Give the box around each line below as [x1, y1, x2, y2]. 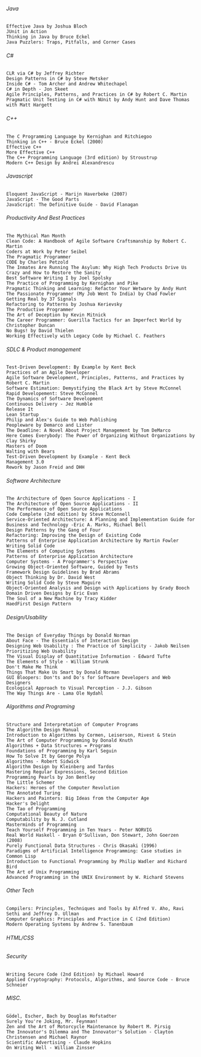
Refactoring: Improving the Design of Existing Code [6, 533, 141, 539]
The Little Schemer [6, 780, 55, 786]
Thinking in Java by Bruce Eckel [6, 34, 90, 40]
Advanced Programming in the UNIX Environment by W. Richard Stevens [6, 874, 185, 880]
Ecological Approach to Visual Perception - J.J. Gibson [6, 685, 152, 691]
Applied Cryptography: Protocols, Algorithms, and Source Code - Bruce [6, 976, 190, 982]
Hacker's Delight [6, 801, 50, 807]
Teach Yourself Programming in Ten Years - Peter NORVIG [6, 826, 152, 833]
